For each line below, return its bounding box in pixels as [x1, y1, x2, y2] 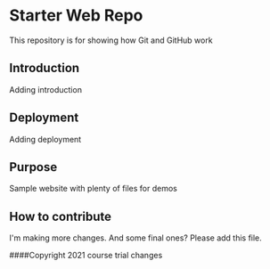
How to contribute [9, 208, 112, 224]
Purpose [9, 159, 58, 175]
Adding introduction [9, 84, 83, 94]
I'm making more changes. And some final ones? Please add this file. [9, 232, 263, 243]
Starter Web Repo [9, 5, 143, 26]
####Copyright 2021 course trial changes [9, 250, 163, 261]
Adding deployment [9, 134, 82, 144]
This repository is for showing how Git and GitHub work [9, 35, 213, 45]
